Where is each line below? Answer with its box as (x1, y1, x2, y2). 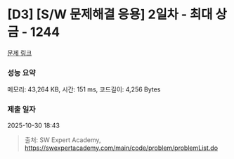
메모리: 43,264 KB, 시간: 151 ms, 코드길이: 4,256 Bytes (7, 85, 161, 94)
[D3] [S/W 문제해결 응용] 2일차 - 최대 (7, 6, 213, 23)
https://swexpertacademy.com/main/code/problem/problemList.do (24, 144, 219, 152)
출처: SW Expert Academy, (24, 135, 101, 144)
